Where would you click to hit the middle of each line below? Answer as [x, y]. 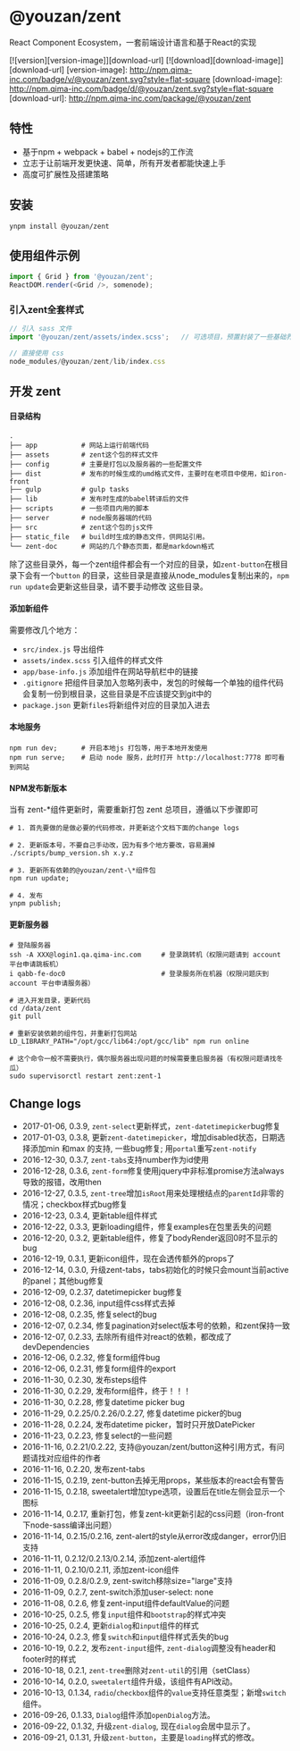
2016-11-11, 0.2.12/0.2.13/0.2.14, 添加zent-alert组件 [114, 1559]
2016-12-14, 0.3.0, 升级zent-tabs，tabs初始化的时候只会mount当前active [155, 1270]
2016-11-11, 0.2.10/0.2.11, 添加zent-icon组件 [101, 1570]
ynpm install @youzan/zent [59, 226]
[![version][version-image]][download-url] [87, 60]
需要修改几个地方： [45, 630]
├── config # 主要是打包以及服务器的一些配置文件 [106, 464]
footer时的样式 [49, 1659]
